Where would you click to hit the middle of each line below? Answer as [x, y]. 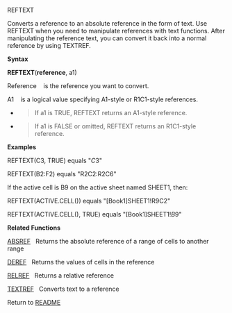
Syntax [18, 59]
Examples [22, 147]
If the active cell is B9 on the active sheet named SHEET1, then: [98, 187]
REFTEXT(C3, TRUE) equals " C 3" [55, 160]
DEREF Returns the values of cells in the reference [81, 262]
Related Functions [34, 228]
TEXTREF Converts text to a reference [63, 289]
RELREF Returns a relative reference [61, 276]
